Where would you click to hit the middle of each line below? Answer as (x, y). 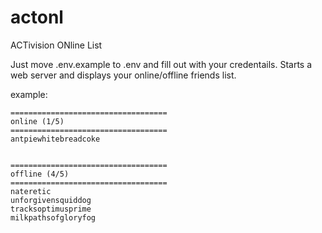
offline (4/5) (40, 174)
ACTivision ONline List (56, 45)
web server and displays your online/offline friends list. (123, 75)
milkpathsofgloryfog (53, 217)
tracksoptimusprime (51, 209)
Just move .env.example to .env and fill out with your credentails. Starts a (161, 64)
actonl (37, 17)
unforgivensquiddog (51, 200)
